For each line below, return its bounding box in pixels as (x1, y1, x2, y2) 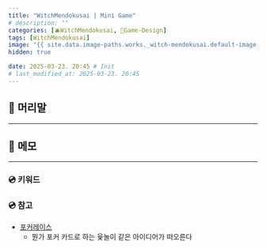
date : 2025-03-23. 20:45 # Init (8, 62, 115, 71)
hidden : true (8, 48, 51, 56)
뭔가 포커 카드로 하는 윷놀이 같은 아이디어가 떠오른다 (31, 232, 192, 241)
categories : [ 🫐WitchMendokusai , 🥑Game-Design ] (8, 26, 167, 34)
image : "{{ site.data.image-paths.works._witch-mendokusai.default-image (8, 41, 257, 49)
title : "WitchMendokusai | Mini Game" (8, 11, 136, 20)
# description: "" (8, 19, 69, 27)
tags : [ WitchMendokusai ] (8, 33, 90, 42)
